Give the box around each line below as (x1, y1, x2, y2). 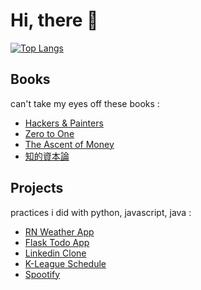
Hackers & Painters (24, 117, 104, 129)
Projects (10, 180, 64, 197)
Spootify (24, 268, 61, 280)
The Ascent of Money (24, 138, 115, 150)
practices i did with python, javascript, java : (10, 206, 192, 218)
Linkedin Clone (24, 247, 87, 259)
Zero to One (24, 127, 75, 139)
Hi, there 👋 (10, 9, 99, 32)
